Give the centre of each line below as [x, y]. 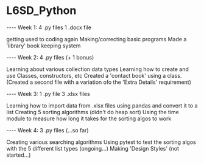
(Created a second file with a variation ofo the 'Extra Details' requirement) [99, 82]
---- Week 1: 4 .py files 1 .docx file [49, 27]
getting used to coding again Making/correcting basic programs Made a [97, 39]
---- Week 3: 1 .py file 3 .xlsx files [48, 94]
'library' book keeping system [44, 46]
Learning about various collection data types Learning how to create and [97, 69]
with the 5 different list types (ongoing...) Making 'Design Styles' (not [93, 148]
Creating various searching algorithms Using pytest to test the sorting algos [101, 142]
